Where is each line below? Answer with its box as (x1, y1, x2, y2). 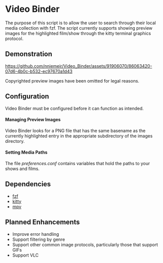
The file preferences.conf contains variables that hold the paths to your (5, 160, 150, 166)
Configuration (5, 92, 49, 101)
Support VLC (12, 252, 39, 258)
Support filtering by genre (12, 236, 65, 242)
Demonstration (5, 50, 53, 58)
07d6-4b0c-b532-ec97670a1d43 (5, 68, 73, 74)
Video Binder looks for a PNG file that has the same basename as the (5, 128, 146, 133)
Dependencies (5, 180, 51, 188)
